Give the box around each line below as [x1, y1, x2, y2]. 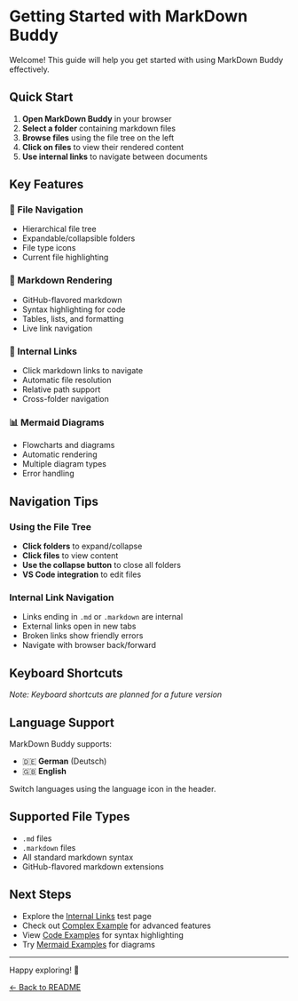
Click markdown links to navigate [21, 365, 144, 376]
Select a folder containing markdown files [21, 123, 176, 133]
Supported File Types [9, 809, 130, 824]
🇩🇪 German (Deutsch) [21, 756, 107, 766]
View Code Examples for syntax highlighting [21, 929, 184, 940]
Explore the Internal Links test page [21, 910, 153, 921]
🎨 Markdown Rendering [9, 274, 113, 286]
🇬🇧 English [21, 765, 67, 776]
